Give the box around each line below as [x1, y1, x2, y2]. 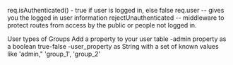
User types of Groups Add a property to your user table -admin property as [7, 35, 227, 43]
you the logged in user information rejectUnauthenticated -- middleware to [7, 13, 225, 22]
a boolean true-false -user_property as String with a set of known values [7, 42, 219, 50]
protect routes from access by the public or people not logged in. [7, 21, 197, 29]
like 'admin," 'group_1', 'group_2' [7, 49, 101, 58]
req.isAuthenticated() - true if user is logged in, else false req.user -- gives [7, 6, 225, 14]
